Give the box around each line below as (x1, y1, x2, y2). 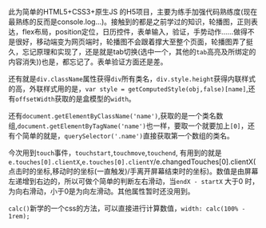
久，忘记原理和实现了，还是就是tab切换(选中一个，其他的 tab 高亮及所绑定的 (8, 47, 256, 56)
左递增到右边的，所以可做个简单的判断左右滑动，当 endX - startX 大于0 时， (8, 177, 260, 186)
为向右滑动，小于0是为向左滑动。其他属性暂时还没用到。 (8, 186, 195, 196)
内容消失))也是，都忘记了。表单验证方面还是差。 (8, 57, 168, 66)
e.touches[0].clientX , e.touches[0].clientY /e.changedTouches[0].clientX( (8, 157, 256, 166)
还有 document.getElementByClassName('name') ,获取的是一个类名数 (8, 111, 224, 120)
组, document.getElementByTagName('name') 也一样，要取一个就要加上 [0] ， (8, 121, 248, 130)
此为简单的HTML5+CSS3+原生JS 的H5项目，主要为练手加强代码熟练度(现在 (8, 7, 258, 16)
